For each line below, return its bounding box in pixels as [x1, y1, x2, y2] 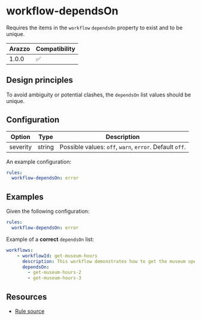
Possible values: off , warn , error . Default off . [59, 143, 186, 151]
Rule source [14, 307, 45, 315]
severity [9, 143, 32, 151]
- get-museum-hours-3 [28, 275, 82, 281]
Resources [6, 292, 47, 302]
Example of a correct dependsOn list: [6, 236, 95, 243]
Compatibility [35, 44, 76, 53]
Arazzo [9, 44, 31, 53]
